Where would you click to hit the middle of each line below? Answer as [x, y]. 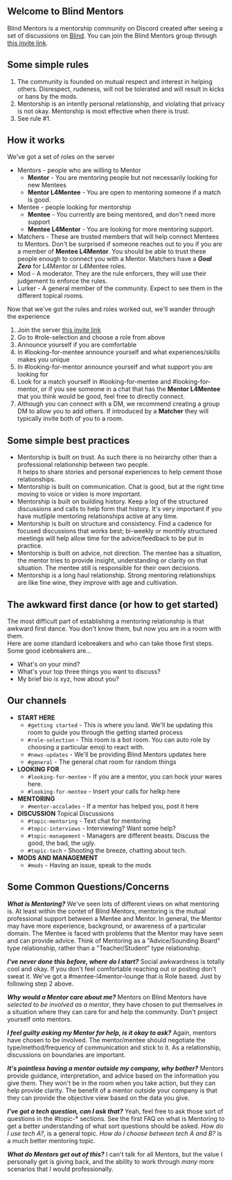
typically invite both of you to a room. [70, 419]
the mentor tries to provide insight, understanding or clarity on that [112, 560]
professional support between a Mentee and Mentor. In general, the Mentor [115, 918]
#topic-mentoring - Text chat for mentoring [89, 821]
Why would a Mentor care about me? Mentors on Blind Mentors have [107, 997]
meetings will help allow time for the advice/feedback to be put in [110, 538]
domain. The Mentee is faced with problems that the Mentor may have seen [115, 933]
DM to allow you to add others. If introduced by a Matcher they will [113, 411]
